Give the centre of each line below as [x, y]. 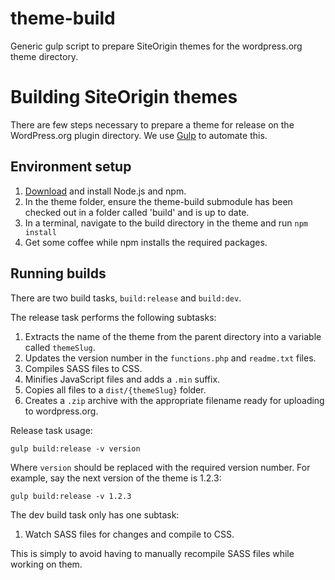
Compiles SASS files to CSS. [83, 368]
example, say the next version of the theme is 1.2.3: [116, 478]
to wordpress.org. [61, 411]
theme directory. [44, 56]
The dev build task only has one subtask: [95, 514]
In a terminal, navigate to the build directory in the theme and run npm [166, 223]
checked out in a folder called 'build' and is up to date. [137, 212]
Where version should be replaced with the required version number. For [160, 467]
